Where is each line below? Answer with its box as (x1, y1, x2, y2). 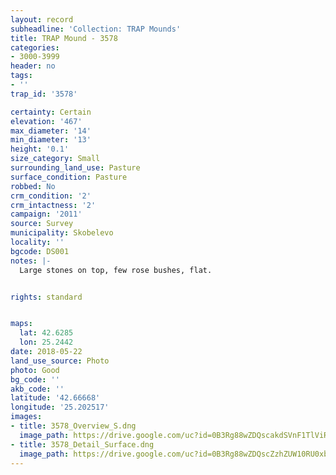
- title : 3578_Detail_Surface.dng (10, 439, 155, 450)
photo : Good (10, 365, 60, 375)
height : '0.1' (10, 144, 70, 155)
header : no (10, 61, 56, 71)
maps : (10, 319, 33, 329)
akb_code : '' (10, 384, 65, 394)
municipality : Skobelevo (10, 228, 114, 238)
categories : (10, 42, 60, 53)
